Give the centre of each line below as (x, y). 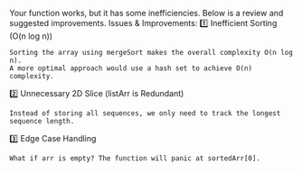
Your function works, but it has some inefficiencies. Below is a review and (146, 13)
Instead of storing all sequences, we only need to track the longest (145, 113)
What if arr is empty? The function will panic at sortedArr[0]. (135, 158)
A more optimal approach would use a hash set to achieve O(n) (131, 68)
